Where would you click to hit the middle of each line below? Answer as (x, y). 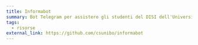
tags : (13, 22)
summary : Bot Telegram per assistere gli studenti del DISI (82, 17)
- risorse (23, 28)
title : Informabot (29, 11)
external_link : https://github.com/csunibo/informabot (75, 33)
